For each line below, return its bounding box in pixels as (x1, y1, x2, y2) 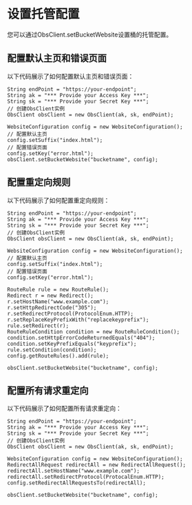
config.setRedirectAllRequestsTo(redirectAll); (7, 480, 147, 486)
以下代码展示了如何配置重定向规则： (7, 196, 110, 204)
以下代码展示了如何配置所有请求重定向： (7, 404, 122, 413)
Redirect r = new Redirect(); (7, 292, 94, 299)
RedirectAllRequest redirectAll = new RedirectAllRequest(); (7, 462, 186, 468)
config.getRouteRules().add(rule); (7, 352, 109, 359)
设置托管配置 (7, 6, 81, 22)
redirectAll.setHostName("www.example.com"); (7, 468, 140, 475)
